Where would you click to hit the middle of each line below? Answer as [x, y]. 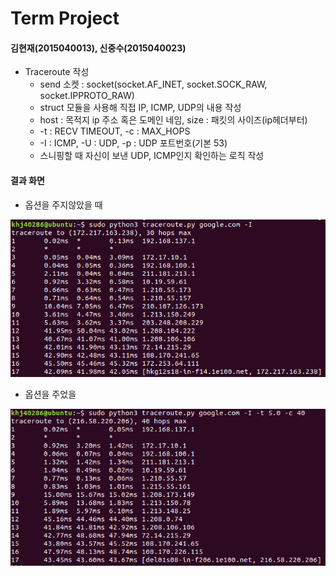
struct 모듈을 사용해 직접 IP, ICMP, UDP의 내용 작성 [140, 108]
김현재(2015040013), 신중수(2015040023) [98, 48]
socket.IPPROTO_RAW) [87, 96]
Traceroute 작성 [57, 72]
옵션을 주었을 [50, 394]
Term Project [65, 18]
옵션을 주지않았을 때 [63, 204]
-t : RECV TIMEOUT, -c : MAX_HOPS [115, 131]
